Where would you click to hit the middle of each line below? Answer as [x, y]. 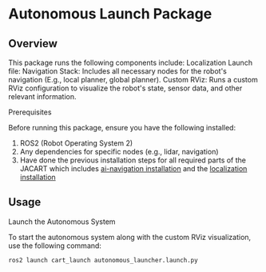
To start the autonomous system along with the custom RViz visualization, [130, 237]
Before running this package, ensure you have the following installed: [122, 128]
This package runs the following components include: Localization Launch [131, 62]
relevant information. [43, 96]
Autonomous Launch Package [110, 14]
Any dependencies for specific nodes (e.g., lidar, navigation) [119, 152]
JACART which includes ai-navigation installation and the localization [133, 168]
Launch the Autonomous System [62, 222]
